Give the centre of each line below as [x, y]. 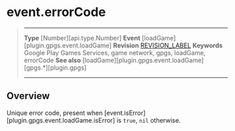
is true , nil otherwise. [148, 120]
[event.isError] [125, 113]
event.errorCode [56, 12]
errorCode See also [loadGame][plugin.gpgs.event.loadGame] [114, 60]
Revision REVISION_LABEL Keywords [168, 45]
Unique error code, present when [55, 113]
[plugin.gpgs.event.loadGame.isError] [61, 120]
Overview [28, 96]
